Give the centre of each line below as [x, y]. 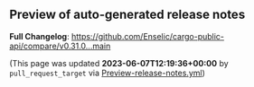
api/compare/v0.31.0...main [60, 46]
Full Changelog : [39, 36]
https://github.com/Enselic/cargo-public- [147, 36]
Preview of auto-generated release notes [127, 15]
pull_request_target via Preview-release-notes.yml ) [108, 73]
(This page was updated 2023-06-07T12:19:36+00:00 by [119, 63]
